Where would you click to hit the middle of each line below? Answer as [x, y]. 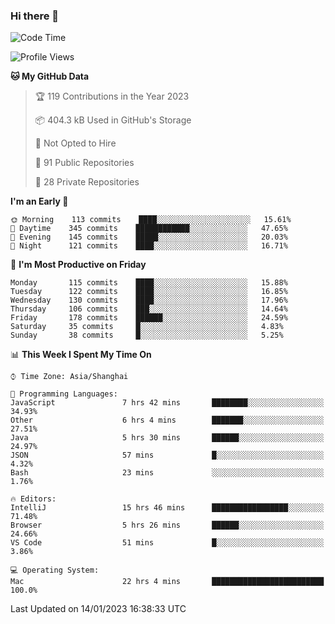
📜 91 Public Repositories [84, 163]
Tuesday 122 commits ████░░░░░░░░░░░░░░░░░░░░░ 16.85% [149, 292]
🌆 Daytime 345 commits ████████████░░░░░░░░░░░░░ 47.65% [149, 229]
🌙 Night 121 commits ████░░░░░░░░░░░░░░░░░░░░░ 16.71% [149, 246]
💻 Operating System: [55, 570]
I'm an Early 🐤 [39, 201]
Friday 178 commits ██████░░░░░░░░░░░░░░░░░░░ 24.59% [149, 318]
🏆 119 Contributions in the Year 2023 [112, 96]
